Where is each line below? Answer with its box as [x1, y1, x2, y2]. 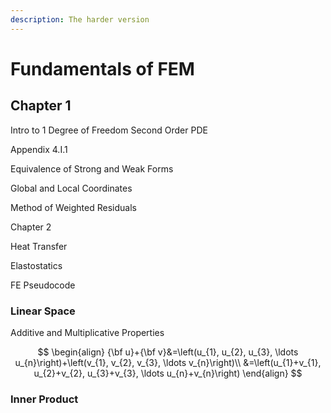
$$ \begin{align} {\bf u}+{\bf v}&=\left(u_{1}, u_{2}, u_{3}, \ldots [37, 346, 299, 358]
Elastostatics [10, 259, 63, 271]
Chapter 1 [10, 97, 72, 115]
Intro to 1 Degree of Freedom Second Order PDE [10, 124, 208, 136]
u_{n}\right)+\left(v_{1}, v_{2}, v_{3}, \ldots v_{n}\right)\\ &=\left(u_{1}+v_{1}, [14, 356, 322, 368]
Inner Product [10, 392, 79, 406]
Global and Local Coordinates [10, 182, 133, 194]
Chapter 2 [10, 221, 52, 233]
